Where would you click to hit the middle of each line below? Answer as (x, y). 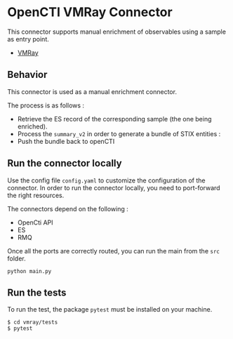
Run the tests (37, 292)
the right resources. (36, 195)
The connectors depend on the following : (68, 208)
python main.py (29, 271)
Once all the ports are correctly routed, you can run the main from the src (113, 251)
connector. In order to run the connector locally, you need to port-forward (114, 187)
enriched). (32, 126)
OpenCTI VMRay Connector (90, 12)
